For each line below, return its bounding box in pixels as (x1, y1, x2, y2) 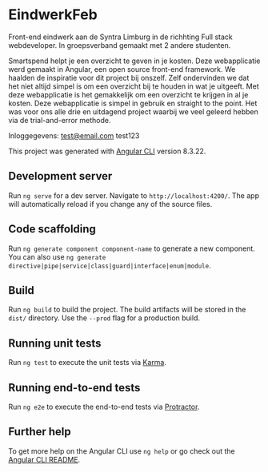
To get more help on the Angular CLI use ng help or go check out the (8, 446, 235, 456)
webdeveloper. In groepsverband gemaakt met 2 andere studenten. (8, 40, 231, 50)
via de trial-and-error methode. (8, 115, 111, 125)
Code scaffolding (8, 222, 96, 236)
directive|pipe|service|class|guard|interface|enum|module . (8, 260, 211, 270)
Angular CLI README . (8, 454, 81, 464)
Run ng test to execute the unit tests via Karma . (8, 358, 166, 367)
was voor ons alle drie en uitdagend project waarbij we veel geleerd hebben (8, 106, 258, 117)
